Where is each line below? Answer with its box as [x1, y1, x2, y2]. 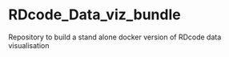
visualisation [8, 40, 50, 50]
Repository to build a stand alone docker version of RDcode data [8, 32, 222, 42]
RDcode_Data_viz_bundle [8, 6, 182, 24]
